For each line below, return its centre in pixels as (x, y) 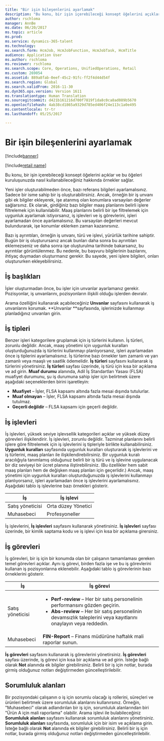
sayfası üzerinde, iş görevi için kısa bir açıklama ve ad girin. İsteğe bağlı (77, 659)
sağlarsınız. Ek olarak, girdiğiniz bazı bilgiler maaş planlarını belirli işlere (77, 205)
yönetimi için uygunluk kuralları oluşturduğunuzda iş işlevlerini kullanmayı (79, 475)
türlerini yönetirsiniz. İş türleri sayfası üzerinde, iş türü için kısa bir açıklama (81, 366)
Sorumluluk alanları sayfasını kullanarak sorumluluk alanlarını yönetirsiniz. (80, 718)
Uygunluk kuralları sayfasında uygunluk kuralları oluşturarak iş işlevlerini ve (81, 450)
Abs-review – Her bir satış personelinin (97, 611)
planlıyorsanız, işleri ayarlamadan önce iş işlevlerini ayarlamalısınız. (72, 481)
